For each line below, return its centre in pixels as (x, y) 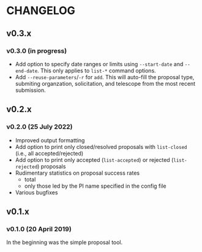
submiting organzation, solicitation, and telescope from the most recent (105, 83)
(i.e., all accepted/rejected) (49, 153)
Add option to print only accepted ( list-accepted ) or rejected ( (94, 159)
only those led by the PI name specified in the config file (95, 186)
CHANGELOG (41, 11)
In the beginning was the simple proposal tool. (65, 242)
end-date (26, 71)
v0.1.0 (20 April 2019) (39, 229)
